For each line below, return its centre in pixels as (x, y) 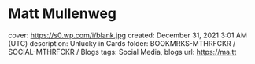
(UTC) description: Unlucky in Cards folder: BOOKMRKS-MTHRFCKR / (122, 43)
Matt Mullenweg (62, 14)
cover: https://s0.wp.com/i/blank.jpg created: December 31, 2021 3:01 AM (128, 35)
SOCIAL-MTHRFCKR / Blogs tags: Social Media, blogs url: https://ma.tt (122, 52)
